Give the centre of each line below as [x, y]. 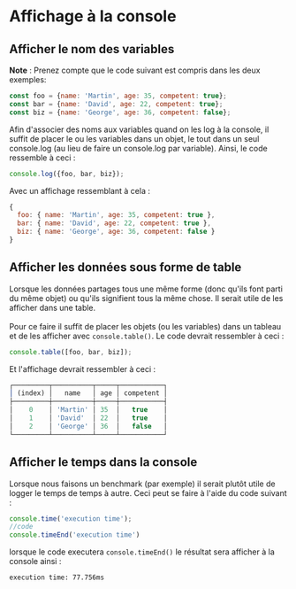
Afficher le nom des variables [92, 49]
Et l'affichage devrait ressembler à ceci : [83, 368]
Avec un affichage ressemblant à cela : [80, 190]
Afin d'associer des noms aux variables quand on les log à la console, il [139, 129]
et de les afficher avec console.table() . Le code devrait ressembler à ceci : [147, 336]
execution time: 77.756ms [57, 577]
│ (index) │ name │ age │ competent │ [88, 393]
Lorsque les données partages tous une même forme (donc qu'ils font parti [146, 289]
